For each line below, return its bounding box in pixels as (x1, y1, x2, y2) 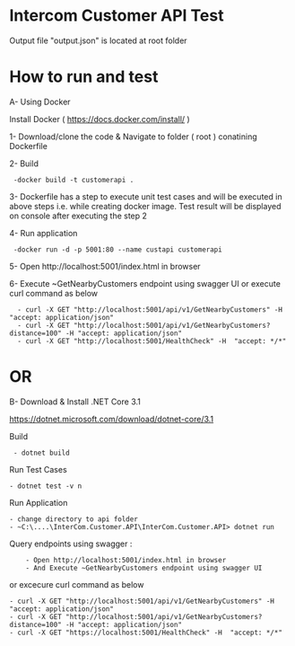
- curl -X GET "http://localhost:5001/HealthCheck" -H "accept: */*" (17, 336, 287, 346)
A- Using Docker (9, 96, 71, 107)
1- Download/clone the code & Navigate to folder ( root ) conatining (9, 131, 257, 142)
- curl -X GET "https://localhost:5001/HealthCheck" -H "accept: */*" (9, 628, 282, 637)
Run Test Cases (9, 464, 67, 474)
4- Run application (9, 227, 78, 238)
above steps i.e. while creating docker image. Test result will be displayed (9, 200, 282, 211)
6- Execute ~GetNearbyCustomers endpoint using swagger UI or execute (9, 278, 281, 288)
